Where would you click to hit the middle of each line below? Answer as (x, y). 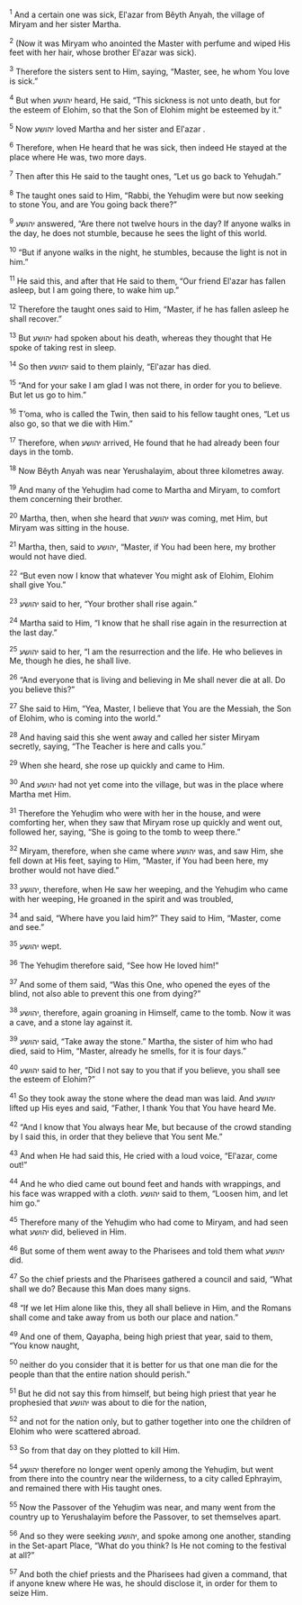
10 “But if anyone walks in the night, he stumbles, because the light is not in (148, 251)
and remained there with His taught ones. (86, 1488)
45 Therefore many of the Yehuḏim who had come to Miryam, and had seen (149, 1221)
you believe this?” (42, 689)
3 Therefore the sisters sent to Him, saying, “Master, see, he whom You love (150, 71)
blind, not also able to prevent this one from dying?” (105, 994)
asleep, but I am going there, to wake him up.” (94, 290)
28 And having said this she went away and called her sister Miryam (135, 736)
